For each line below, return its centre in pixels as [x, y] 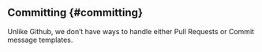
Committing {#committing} [75, 13]
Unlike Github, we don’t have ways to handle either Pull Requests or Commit [131, 31]
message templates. [40, 40]
